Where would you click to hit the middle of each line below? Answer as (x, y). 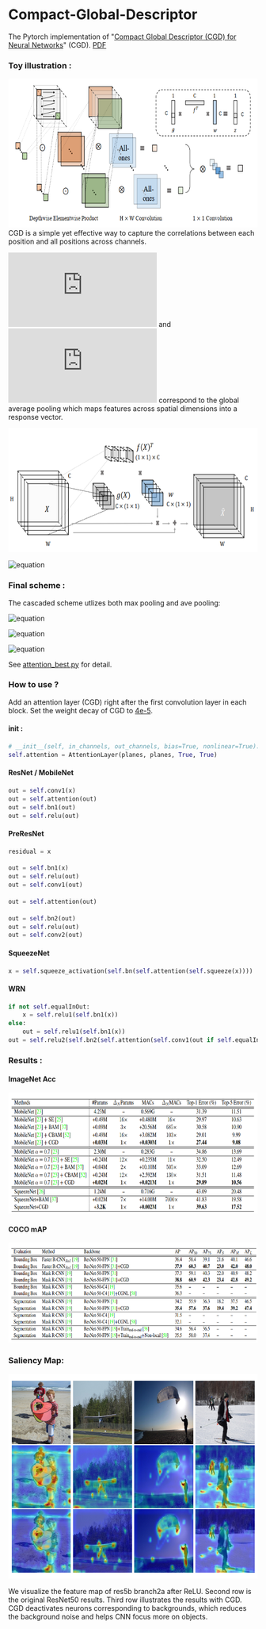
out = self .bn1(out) (42, 807)
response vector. (36, 417)
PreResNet (27, 834)
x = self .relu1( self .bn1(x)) (70, 1015)
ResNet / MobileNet (41, 773)
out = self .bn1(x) (38, 868)
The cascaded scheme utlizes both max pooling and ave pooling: (114, 603)
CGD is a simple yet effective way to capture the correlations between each (131, 233)
